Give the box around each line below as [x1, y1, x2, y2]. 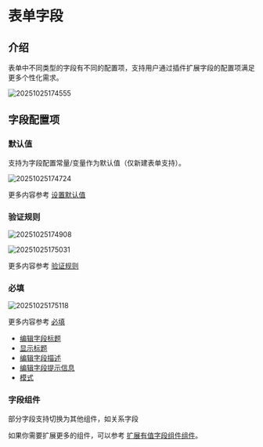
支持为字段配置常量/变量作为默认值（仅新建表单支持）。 [8, 158, 186, 167]
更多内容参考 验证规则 [8, 260, 79, 271]
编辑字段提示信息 [19, 363, 75, 372]
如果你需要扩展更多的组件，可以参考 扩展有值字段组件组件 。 [8, 431, 202, 440]
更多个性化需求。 [8, 73, 63, 82]
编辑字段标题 [19, 334, 61, 343]
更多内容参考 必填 [8, 317, 65, 326]
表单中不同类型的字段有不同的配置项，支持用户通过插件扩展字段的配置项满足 [8, 64, 255, 72]
